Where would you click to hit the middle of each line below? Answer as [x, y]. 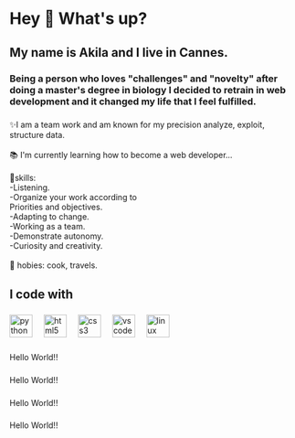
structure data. [37, 135]
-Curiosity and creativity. [56, 246]
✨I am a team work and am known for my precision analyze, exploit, [137, 125]
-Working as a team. [47, 227]
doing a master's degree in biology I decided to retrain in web [147, 90]
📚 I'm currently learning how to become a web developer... [121, 155]
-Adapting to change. [49, 217]
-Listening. [30, 187]
